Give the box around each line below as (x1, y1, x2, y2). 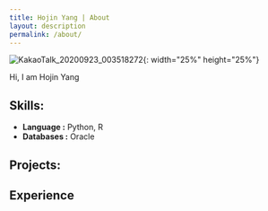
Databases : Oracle (22, 131, 95, 142)
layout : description (9, 22, 87, 31)
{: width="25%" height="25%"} (143, 55, 260, 66)
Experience (9, 188, 74, 203)
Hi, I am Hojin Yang (9, 72, 80, 83)
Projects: (9, 157, 61, 172)
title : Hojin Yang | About (9, 13, 110, 22)
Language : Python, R (22, 122, 103, 133)
